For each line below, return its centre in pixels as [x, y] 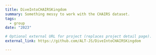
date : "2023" [18, 28]
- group [17, 23]
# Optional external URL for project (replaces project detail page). [78, 37]
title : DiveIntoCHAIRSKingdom [36, 9]
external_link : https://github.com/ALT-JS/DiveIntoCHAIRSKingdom [73, 41]
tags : [11, 18]
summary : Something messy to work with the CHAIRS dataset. [68, 14]
